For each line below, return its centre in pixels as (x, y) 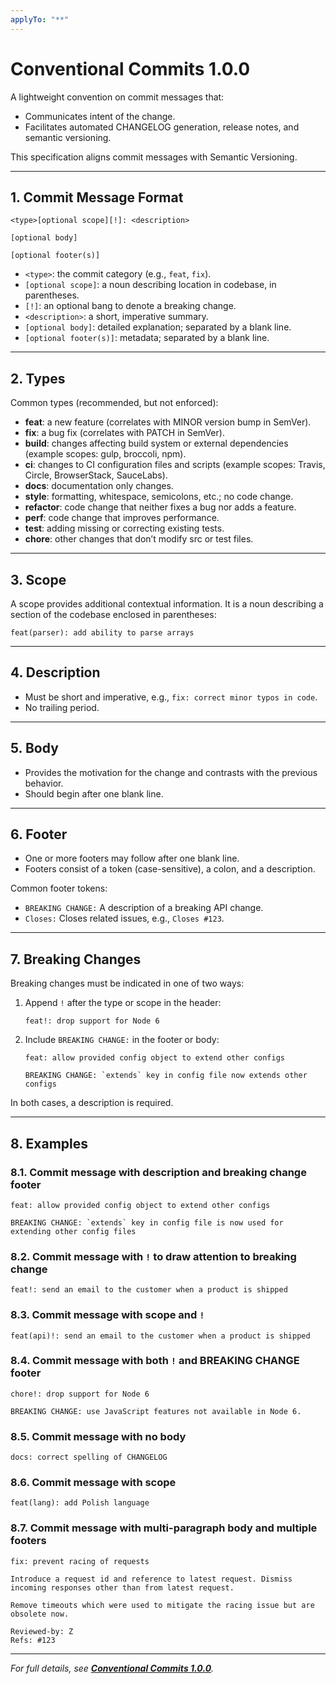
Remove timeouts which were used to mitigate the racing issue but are (162, 1605)
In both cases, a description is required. (92, 1103)
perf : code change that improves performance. (122, 518)
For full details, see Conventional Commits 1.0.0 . (112, 1668)
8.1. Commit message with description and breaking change (158, 1172)
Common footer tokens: (59, 888)
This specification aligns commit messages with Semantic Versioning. (154, 157)
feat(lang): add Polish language (80, 1503)
